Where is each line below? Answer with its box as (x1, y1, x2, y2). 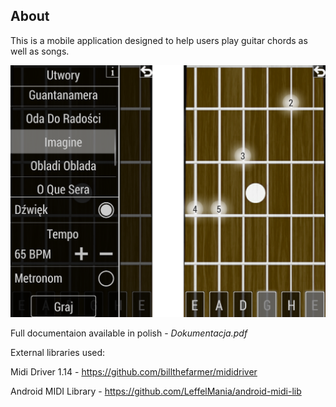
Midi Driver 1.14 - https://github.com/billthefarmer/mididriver (10, 365, 258, 378)
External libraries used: (10, 346, 106, 358)
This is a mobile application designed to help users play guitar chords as (10, 34, 308, 46)
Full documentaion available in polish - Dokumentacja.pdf (10, 327, 248, 339)
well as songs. (10, 45, 70, 57)
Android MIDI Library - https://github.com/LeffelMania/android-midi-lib (10, 385, 302, 397)
